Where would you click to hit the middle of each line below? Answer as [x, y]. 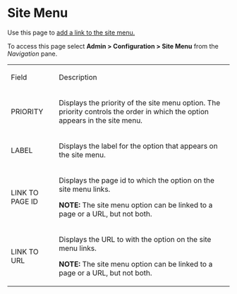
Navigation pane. [32, 54]
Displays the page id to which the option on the [137, 180]
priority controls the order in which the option [134, 111]
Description [78, 77]
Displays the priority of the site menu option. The [140, 102]
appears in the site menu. [101, 120]
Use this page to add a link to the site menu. [71, 32]
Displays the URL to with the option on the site [135, 239]
